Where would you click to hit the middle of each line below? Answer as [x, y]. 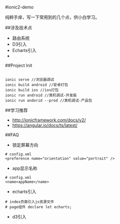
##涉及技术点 [19, 28]
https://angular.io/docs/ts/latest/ [45, 125]
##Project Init [19, 65]
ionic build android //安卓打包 [37, 85]
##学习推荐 [16, 110]
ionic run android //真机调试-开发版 [41, 95]
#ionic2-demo [19, 7]
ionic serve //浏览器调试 [30, 80]
